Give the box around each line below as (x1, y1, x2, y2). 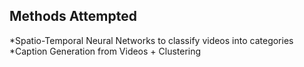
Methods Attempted (9, 8, 137, 25)
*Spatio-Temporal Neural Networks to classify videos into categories (9, 34, 294, 46)
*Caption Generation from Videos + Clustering (9, 45, 202, 57)
